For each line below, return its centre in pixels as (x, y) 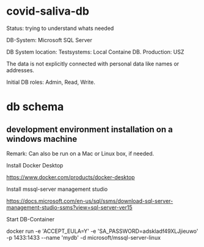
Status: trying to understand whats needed (60, 28)
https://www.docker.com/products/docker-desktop (71, 177)
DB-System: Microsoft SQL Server (49, 40)
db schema (35, 107)
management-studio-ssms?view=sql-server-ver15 (69, 207)
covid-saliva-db (48, 11)
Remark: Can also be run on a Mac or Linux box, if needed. (80, 153)
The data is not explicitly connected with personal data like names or (93, 64)
